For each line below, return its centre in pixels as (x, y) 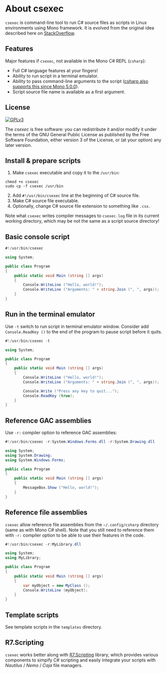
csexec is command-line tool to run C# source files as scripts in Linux (76, 22)
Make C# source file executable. (46, 201)
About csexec (34, 9)
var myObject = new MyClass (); (57, 585)
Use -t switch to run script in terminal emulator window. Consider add (77, 326)
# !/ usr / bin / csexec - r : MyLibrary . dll (43, 544)
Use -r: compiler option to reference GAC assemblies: (61, 433)
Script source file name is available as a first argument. (69, 92)
